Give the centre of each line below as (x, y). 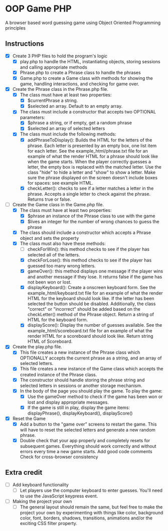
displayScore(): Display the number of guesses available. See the (95, 325)
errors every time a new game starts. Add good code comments (86, 451)
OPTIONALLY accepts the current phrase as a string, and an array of (91, 358)
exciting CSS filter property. (49, 523)
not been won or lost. (49, 282)
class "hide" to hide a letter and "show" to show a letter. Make (92, 172)
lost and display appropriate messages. (68, 402)
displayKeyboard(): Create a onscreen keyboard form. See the (92, 288)
